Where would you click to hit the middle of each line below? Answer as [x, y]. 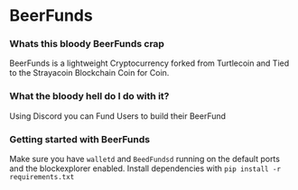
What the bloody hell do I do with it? [89, 96]
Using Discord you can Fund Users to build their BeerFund [118, 116]
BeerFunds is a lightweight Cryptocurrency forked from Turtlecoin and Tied [149, 63]
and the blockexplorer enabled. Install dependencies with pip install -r [145, 168]
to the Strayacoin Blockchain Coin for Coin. [89, 73]
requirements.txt [42, 177]
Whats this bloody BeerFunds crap [87, 44]
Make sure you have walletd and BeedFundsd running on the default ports [144, 159]
